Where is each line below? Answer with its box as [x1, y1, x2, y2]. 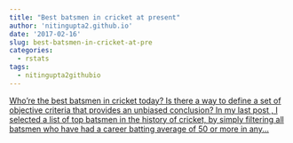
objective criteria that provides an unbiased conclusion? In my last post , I [9, 104, 278, 115]
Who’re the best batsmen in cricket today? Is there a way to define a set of [9, 95, 281, 106]
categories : [9, 46, 53, 55]
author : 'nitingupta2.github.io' [9, 21, 133, 30]
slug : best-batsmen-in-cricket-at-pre [9, 37, 153, 47]
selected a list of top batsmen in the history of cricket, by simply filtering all [9, 114, 284, 124]
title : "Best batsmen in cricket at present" [9, 12, 180, 22]
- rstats [17, 54, 50, 63]
